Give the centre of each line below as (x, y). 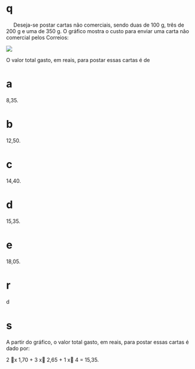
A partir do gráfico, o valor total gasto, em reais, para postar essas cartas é (97, 342)
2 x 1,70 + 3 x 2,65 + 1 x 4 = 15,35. (53, 360)
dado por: (18, 348)
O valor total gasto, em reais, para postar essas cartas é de (78, 60)
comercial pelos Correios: (38, 37)
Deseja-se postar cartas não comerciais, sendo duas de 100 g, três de (99, 25)
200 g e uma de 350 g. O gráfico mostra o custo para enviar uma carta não (97, 31)
